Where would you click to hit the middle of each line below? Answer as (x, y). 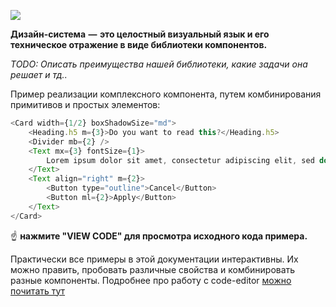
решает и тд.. (39, 74)
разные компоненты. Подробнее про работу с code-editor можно (151, 280)
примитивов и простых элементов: (85, 104)
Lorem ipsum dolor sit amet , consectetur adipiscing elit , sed (180, 160)
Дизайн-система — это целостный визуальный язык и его (140, 34)
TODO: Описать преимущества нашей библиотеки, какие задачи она (159, 64)
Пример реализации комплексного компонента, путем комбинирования (166, 94)
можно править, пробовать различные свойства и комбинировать (153, 269)
